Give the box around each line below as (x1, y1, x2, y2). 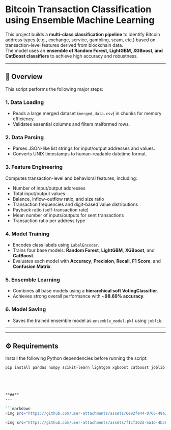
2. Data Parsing (5, 133, 44, 141)
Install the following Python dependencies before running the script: (5, 355, 148, 361)
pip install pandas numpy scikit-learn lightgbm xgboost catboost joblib (5, 365, 165, 370)
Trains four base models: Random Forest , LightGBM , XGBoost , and (12, 247, 155, 253)
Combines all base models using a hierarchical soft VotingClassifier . (12, 288, 159, 294)
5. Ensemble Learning (5, 276, 60, 283)
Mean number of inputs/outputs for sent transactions (12, 212, 124, 218)
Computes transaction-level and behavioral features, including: (5, 175, 137, 181)
